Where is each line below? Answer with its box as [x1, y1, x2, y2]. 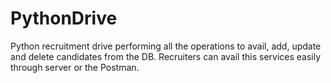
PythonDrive [10, 7, 118, 30]
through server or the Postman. [10, 61, 140, 73]
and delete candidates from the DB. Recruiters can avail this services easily [10, 50, 322, 62]
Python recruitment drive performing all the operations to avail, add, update [10, 40, 322, 52]
